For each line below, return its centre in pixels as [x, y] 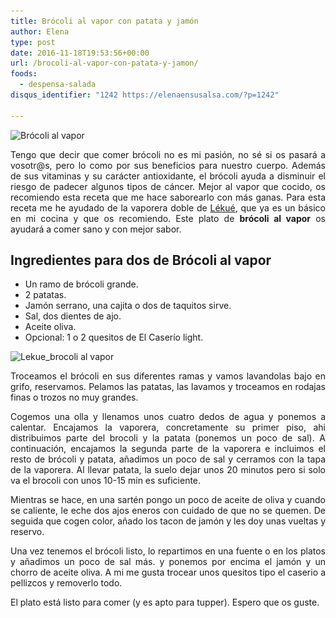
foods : [24, 74]
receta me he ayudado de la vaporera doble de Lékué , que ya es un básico [168, 207]
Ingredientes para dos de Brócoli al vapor [141, 260]
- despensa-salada [58, 85]
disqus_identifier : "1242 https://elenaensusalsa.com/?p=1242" [145, 95]
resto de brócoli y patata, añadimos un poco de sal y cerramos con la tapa [168, 459]
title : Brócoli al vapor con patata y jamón [104, 21]
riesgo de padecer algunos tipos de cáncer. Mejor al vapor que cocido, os [168, 186]
